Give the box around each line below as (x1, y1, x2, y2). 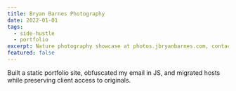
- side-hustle (13, 29, 55, 37)
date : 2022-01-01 (7, 17, 58, 24)
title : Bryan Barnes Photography (7, 10, 105, 17)
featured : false (7, 50, 55, 57)
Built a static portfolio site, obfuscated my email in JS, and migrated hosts (7, 68, 221, 77)
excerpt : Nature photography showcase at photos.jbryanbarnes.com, (7, 43, 209, 50)
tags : (7, 23, 23, 30)
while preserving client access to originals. (7, 76, 131, 84)
